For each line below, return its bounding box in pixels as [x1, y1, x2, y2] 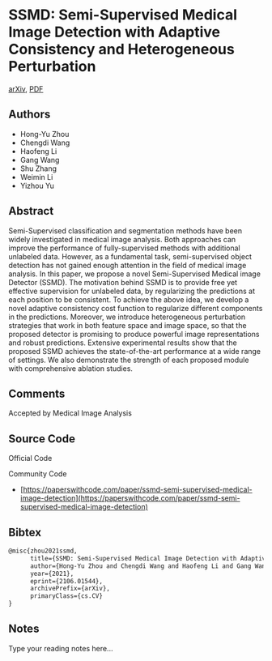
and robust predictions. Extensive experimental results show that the [8, 338, 237, 348]
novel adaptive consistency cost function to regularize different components [8, 303, 263, 313]
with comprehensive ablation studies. [8, 363, 134, 373]
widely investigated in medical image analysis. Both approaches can [8, 234, 236, 244]
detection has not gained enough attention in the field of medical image [8, 260, 247, 270]
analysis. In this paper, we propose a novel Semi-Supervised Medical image [8, 269, 261, 279]
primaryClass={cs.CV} [29, 592, 104, 600]
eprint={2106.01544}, [29, 577, 104, 585]
